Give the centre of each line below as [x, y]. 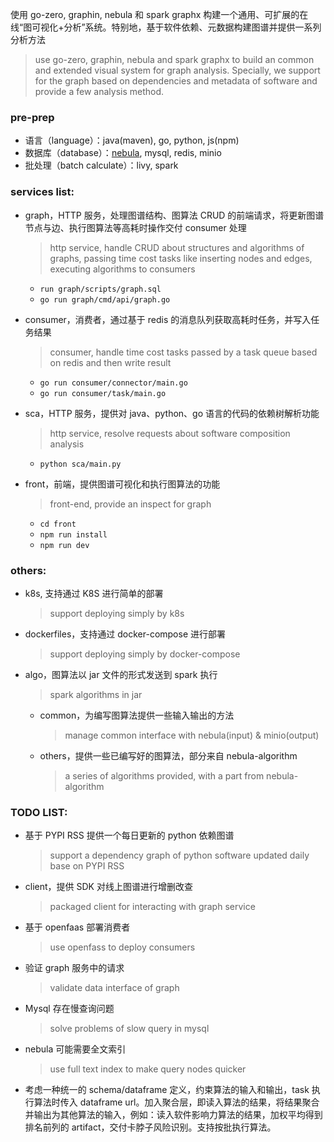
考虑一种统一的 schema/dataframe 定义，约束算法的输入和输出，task [167, 1090]
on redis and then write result [110, 362]
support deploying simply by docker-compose [145, 654]
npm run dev [64, 545]
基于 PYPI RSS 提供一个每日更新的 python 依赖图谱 [129, 835]
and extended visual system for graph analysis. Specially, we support [177, 70]
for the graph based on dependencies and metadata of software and [176, 81]
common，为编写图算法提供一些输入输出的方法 [137, 715]
